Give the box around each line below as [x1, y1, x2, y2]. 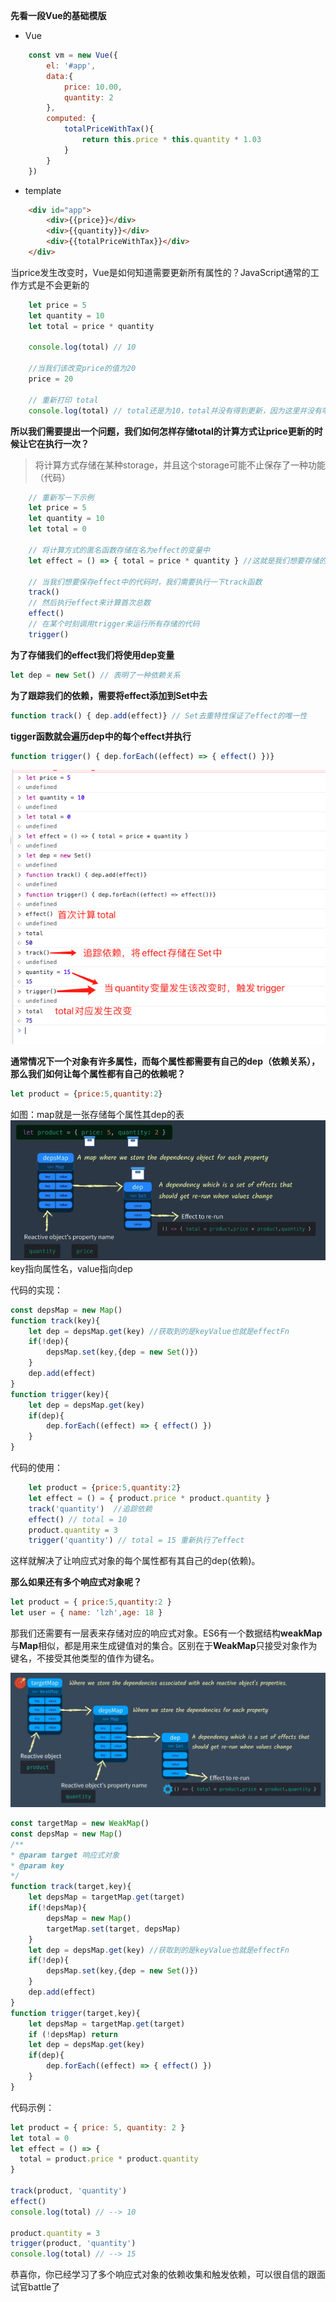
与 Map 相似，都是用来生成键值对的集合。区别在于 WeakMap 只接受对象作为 [10, 1640, 318, 1652]
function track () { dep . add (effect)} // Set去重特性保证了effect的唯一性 [10, 710, 308, 721]
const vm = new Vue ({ [28, 50, 118, 60]
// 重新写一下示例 [28, 492, 95, 503]
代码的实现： [10, 1284, 63, 1296]
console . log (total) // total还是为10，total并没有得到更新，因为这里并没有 [28, 405, 323, 416]
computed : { [46, 114, 97, 124]
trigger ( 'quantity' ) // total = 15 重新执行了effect [28, 1535, 245, 1546]
